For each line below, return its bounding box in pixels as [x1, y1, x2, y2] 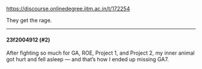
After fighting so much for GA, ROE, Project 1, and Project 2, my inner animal [6, 49, 195, 56]
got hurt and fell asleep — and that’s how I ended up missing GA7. [6, 56, 170, 63]
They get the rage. [6, 17, 52, 23]
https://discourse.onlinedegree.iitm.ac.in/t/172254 [6, 5, 130, 12]
